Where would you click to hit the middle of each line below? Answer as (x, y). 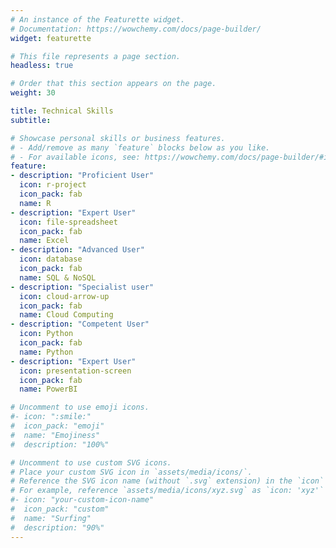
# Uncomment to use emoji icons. (80, 407)
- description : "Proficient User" (82, 176)
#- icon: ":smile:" (51, 417)
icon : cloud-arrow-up (64, 296)
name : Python (46, 352)
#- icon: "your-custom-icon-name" (82, 500)
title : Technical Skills (62, 111)
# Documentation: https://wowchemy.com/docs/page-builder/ (136, 29)
